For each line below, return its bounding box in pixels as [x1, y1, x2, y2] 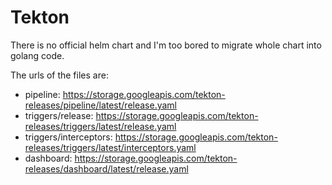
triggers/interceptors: [24, 131, 113, 143]
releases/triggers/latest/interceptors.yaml [24, 141, 197, 153]
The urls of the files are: [10, 69, 109, 81]
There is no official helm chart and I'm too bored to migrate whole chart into [10, 39, 322, 51]
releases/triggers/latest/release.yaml [24, 120, 177, 132]
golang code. [10, 49, 65, 61]
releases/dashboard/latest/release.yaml [24, 162, 189, 175]
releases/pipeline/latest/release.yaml [24, 99, 178, 111]
